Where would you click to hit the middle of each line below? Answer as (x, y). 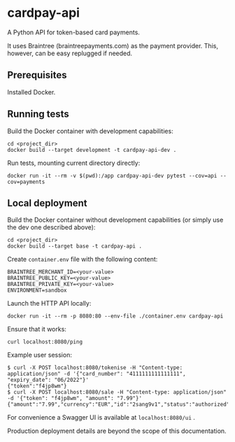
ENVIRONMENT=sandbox (37, 291)
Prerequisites (37, 75)
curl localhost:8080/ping (45, 342)
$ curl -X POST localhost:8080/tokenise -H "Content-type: (95, 368)
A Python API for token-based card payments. (73, 32)
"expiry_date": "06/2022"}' (48, 380)
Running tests (38, 114)
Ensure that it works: (37, 329)
